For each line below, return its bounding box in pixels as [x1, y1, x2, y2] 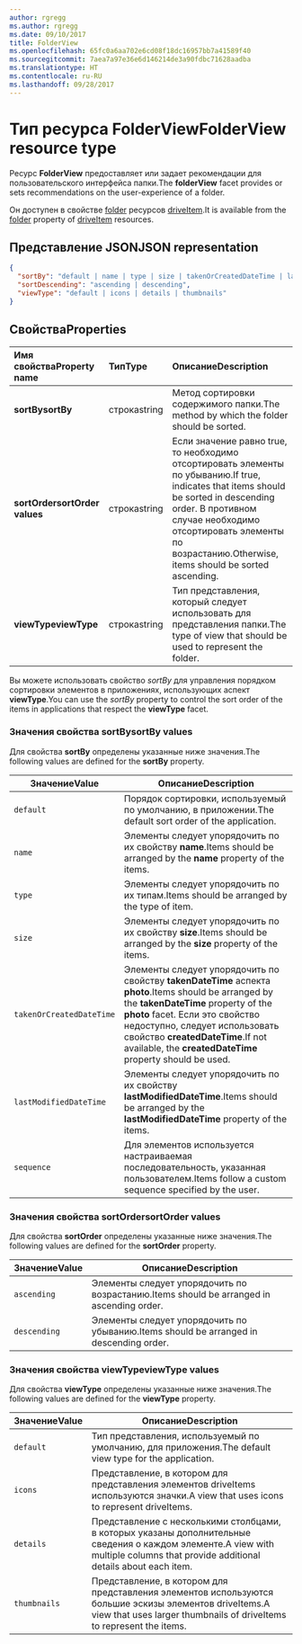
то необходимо [172, 446, 239, 459]
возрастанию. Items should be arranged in [91, 1288, 271, 1300]
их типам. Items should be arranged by [124, 889, 288, 901]
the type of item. [124, 900, 193, 913]
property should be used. [124, 1053, 231, 1066]
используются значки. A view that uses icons [91, 1489, 284, 1502]
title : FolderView [9, 38, 78, 48]
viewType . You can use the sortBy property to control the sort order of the [9, 693, 283, 704]
